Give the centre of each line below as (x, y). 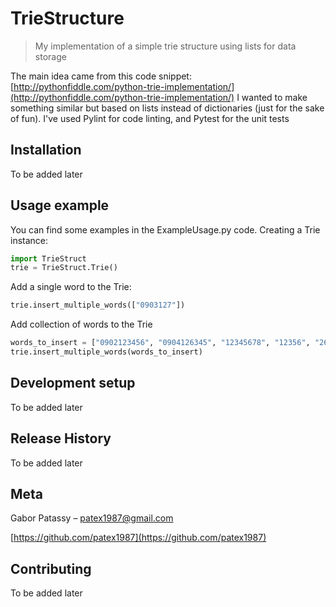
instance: (29, 240)
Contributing (51, 568)
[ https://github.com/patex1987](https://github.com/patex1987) (138, 538)
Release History (61, 438)
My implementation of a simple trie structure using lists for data (165, 46)
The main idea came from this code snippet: (101, 76)
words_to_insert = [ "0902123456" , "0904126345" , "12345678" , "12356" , (160, 343)
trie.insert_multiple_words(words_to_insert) (106, 352)
